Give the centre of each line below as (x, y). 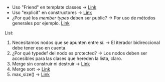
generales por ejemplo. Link (41, 23)
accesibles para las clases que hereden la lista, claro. (67, 58)
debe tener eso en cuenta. (39, 48)
